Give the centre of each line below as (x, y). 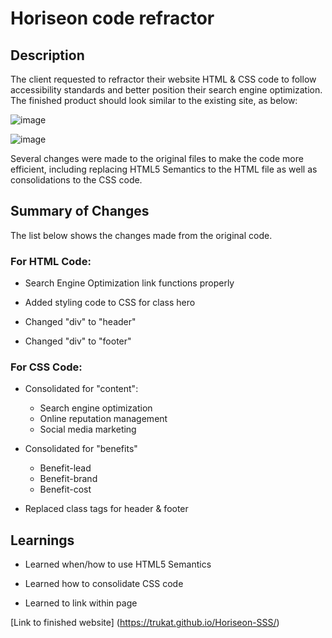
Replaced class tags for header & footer (106, 509)
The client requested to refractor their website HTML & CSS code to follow (163, 79)
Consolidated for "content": (81, 389)
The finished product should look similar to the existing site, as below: (154, 100)
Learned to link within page (81, 603)
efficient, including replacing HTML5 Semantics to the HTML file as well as (164, 169)
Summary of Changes (80, 211)
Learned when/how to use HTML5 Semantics (118, 564)
